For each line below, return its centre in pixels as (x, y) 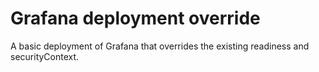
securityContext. (45, 56)
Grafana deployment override (135, 18)
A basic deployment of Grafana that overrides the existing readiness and (160, 46)
